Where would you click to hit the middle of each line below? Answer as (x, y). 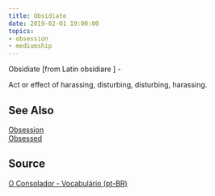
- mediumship (30, 46)
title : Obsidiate (38, 16)
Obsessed (25, 138)
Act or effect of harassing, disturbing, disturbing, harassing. (108, 85)
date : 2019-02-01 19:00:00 (54, 23)
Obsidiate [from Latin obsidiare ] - (65, 69)
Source (27, 164)
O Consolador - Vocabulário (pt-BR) (68, 183)
